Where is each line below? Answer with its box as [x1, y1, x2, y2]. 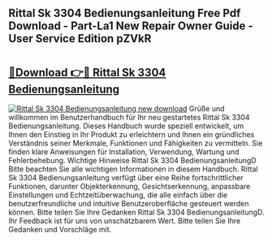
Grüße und [188, 104, 225, 113]
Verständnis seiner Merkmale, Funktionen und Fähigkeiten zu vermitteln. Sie [8, 138, 263, 148]
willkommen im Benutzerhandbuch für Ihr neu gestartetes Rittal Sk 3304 [8, 113, 250, 122]
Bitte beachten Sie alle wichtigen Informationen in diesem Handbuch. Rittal [8, 164, 258, 174]
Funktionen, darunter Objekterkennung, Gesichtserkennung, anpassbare [8, 182, 251, 191]
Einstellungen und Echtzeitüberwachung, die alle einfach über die [8, 190, 228, 200]
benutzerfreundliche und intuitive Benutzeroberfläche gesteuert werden [8, 199, 249, 208]
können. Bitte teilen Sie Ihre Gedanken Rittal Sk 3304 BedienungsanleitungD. [8, 207, 265, 217]
